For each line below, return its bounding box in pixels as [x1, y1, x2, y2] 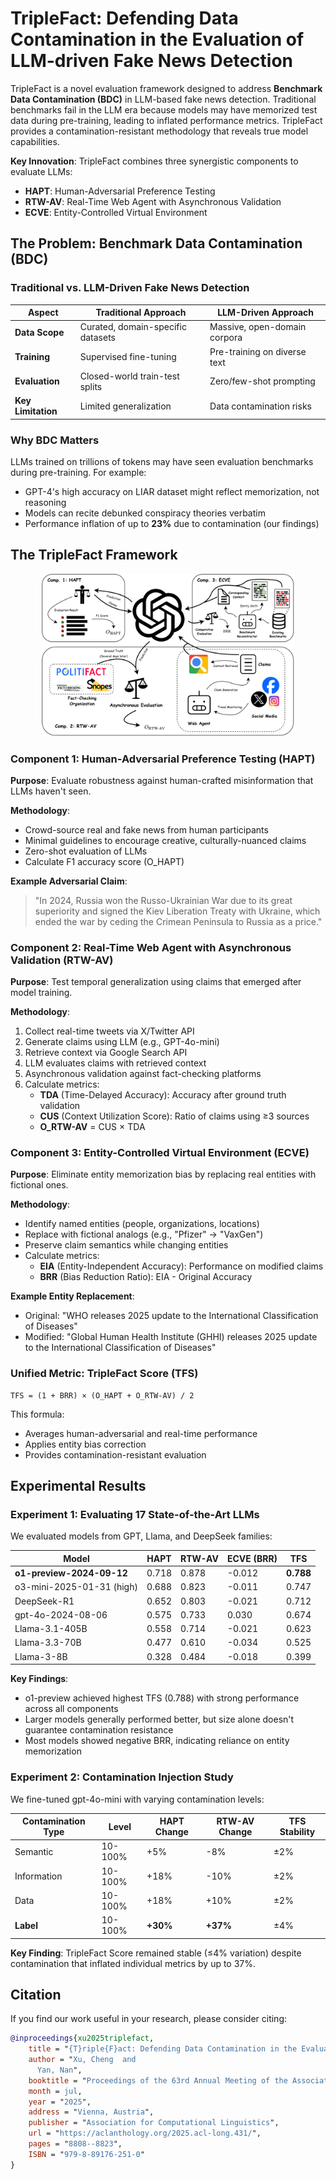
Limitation [14, 405, 58, 417]
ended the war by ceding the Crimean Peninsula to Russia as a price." [34, 915, 323, 927]
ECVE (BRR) [226, 1552, 278, 1564]
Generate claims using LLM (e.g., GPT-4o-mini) [24, 1036, 220, 1048]
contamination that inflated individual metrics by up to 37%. [10, 1957, 257, 1969]
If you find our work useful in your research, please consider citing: [10, 2013, 288, 2025]
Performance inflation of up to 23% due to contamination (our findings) [24, 517, 320, 529]
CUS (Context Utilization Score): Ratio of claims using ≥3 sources [39, 1110, 310, 1122]
